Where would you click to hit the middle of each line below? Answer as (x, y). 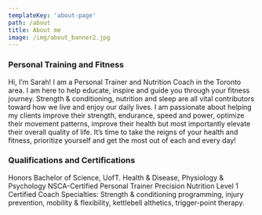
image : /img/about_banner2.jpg (59, 37)
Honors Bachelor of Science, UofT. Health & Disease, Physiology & (116, 177)
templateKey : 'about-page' (52, 15)
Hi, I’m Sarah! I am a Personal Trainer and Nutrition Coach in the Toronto (125, 82)
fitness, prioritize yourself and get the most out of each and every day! (122, 140)
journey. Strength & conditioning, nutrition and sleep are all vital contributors (131, 98)
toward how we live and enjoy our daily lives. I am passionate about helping (130, 107)
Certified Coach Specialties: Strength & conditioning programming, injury (126, 194)
